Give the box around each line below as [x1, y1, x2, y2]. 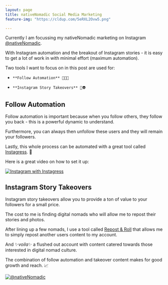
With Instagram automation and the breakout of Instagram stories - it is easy [5, 50, 163, 56]
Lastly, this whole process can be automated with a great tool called [5, 144, 146, 150]
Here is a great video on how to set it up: [5, 159, 89, 165]
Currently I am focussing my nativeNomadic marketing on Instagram [5, 35, 146, 41]
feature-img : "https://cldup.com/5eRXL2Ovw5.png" [5, 17, 111, 22]
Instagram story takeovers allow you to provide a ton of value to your [5, 196, 147, 202]
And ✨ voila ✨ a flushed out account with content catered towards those [5, 241, 153, 247]
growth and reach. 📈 [5, 262, 49, 268]
